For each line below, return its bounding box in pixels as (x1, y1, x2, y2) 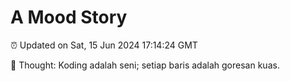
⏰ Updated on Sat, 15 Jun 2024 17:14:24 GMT (10, 39, 198, 51)
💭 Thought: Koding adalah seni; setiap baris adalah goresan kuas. (10, 59, 280, 71)
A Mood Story (10, 6, 128, 29)
